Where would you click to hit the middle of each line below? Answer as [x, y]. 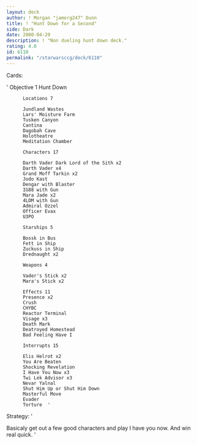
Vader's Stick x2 [45, 276]
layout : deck [23, 12]
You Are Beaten [42, 362]
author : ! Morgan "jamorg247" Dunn [52, 18]
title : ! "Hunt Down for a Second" [52, 23]
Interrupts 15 [41, 345]
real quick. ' [21, 434]
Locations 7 [38, 98]
